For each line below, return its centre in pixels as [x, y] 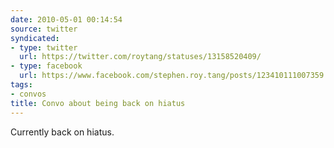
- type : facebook [46, 66]
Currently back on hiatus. [62, 132]
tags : [21, 85]
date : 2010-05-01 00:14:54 [66, 19]
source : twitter [44, 29]
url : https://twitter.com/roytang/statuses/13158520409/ [140, 57]
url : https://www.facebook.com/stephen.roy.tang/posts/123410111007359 [172, 76]
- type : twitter [44, 47]
